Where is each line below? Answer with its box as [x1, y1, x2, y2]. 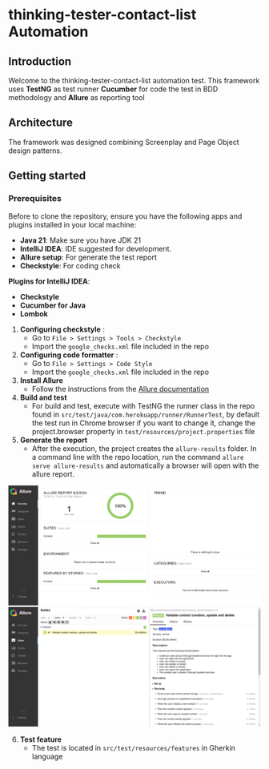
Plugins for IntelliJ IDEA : [8, 276, 90, 286]
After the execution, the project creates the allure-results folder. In [31, 443, 257, 453]
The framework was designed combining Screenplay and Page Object [8, 137, 239, 147]
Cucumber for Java [19, 300, 86, 310]
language [31, 751, 63, 762]
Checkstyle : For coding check [19, 260, 122, 270]
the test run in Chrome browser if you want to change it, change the [31, 418, 256, 428]
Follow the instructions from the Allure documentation [31, 384, 210, 393]
